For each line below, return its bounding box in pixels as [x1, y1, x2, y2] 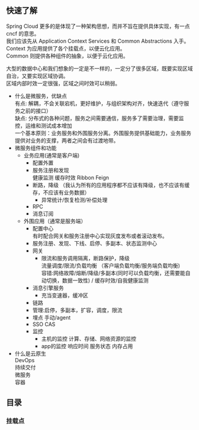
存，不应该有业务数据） [32, 189, 90, 196]
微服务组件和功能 [14, 144, 57, 151]
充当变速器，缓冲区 [41, 292, 89, 299]
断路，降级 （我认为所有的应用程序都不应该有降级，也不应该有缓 [32, 181, 190, 188]
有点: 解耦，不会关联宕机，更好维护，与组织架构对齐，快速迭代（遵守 [14, 100, 184, 107]
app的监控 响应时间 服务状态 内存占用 [41, 342, 133, 349]
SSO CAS [32, 320, 56, 328]
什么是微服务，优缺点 [14, 92, 67, 99]
